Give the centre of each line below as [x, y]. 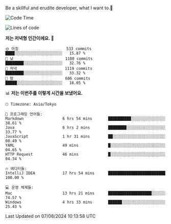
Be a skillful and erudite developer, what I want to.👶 [59, 8]
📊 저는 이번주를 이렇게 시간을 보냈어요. [44, 93]
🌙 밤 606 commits [48, 79]
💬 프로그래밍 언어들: [24, 114]
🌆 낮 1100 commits [49, 59]
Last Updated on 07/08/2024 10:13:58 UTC [51, 216]
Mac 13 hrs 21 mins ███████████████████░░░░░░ [86, 193]
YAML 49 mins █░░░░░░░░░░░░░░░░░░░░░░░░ [86, 145]
